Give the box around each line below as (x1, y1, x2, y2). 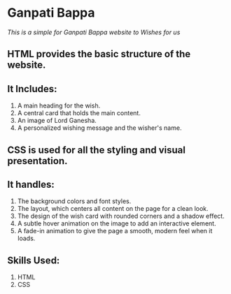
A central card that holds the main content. (17, 109, 141, 117)
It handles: (7, 178, 55, 190)
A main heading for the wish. (17, 101, 101, 110)
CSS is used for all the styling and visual (7, 144, 185, 156)
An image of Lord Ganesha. (17, 117, 97, 125)
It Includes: (7, 82, 57, 95)
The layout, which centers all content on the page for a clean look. (17, 205, 209, 213)
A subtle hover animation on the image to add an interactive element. (17, 219, 216, 228)
